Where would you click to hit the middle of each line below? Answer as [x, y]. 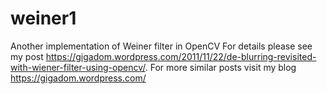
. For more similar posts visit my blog [220, 67]
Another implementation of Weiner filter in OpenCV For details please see [161, 46]
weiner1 [43, 18]
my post [27, 56]
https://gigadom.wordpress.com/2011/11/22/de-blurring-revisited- [181, 56]
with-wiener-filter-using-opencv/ [78, 67]
